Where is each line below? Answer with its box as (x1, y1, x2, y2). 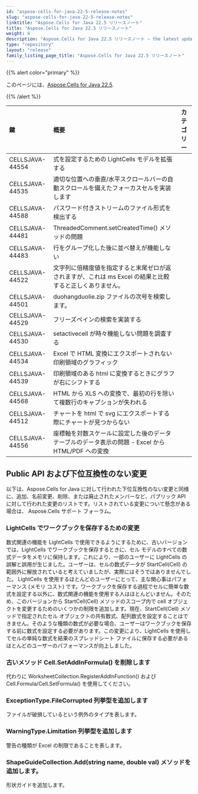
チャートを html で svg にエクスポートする (52, 409, 170, 417)
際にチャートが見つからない (52, 418, 130, 426)
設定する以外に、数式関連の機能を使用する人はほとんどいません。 (16, 590, 176, 597)
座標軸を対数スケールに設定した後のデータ (52, 429, 171, 437)
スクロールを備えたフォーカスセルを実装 (58, 184, 171, 192)
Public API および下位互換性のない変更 (6, 469, 147, 479)
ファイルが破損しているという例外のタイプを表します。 (6, 711, 140, 718)
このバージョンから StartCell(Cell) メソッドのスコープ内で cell (16, 598, 166, 605)
